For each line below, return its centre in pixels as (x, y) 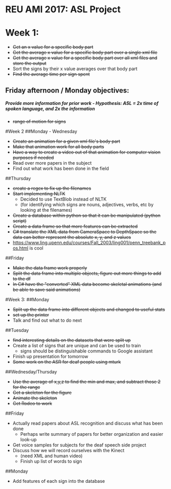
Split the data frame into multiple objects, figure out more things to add (87, 273)
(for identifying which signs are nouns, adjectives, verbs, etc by (87, 205)
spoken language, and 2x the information (50, 109)
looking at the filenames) (46, 210)
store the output (30, 63)
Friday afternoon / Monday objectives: (67, 90)
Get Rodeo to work (32, 404)
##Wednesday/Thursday (31, 372)
